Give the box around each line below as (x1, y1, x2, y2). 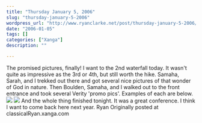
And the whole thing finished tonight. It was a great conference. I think (20, 97, 195, 104)
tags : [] (6, 31, 28, 37)
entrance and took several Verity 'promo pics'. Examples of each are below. (6, 90, 194, 97)
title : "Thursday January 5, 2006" (6, 8, 96, 15)
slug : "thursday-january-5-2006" (6, 14, 90, 20)
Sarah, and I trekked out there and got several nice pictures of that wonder (6, 77, 191, 84)
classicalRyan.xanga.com (6, 110, 69, 117)
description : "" (6, 43, 47, 49)
